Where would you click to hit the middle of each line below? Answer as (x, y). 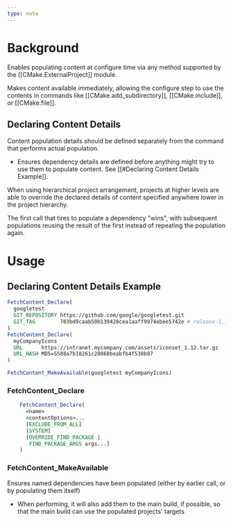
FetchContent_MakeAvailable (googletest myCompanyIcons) (89, 373)
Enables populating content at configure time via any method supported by (114, 67)
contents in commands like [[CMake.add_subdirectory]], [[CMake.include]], (115, 95)
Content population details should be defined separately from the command (115, 141)
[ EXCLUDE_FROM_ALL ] (53, 424)
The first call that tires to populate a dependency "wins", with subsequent (112, 218)
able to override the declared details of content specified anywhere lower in (115, 198)
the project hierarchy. (38, 205)
